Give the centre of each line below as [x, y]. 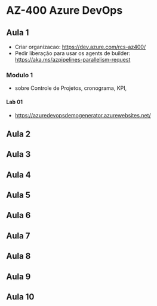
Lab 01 [14, 102]
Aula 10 [20, 297]
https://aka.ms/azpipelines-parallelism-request [73, 60]
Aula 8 [19, 256]
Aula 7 [18, 236]
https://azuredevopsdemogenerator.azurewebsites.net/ [83, 115]
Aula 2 [19, 134]
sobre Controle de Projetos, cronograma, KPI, [71, 88]
